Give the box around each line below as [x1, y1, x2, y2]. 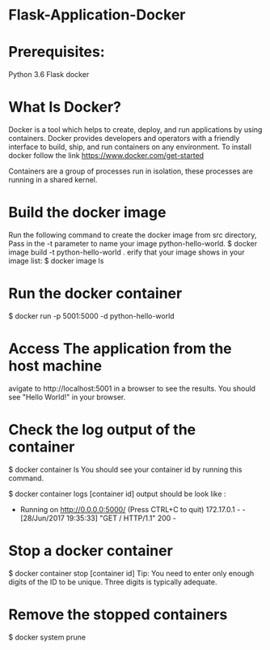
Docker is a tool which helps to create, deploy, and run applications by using [8, 125, 263, 135]
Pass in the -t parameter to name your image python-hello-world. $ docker [8, 239, 258, 248]
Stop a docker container [8, 541, 174, 560]
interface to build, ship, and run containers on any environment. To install [8, 142, 252, 152]
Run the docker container [8, 284, 183, 303]
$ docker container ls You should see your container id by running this [8, 464, 243, 474]
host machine [8, 357, 103, 375]
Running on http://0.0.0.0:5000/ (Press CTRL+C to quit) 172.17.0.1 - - [19, 504, 246, 514]
